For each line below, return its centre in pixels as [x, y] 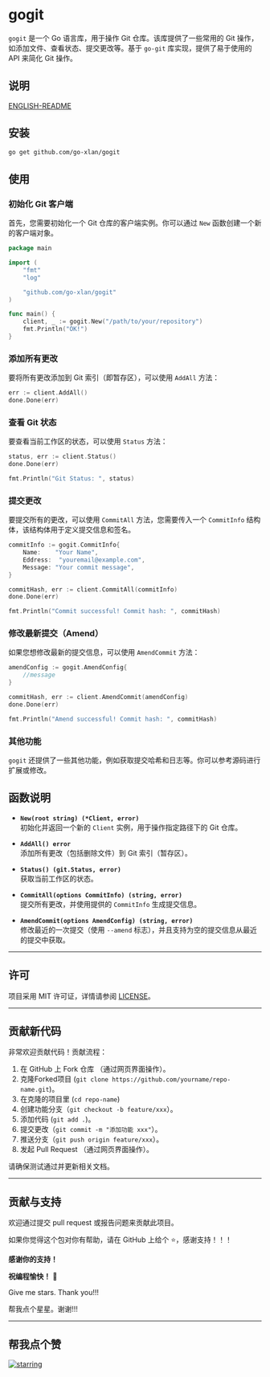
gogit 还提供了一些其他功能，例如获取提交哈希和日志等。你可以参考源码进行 [135, 760]
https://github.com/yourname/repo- [172, 1080]
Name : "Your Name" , [61, 553]
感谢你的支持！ [33, 1260]
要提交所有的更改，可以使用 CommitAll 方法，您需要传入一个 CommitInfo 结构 [135, 520]
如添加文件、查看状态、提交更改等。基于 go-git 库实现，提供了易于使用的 [130, 48]
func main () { [32, 314]
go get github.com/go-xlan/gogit [64, 152]
